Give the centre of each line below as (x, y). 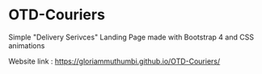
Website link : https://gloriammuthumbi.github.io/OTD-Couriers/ (114, 61)
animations (27, 45)
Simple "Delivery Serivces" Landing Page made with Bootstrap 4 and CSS (131, 37)
